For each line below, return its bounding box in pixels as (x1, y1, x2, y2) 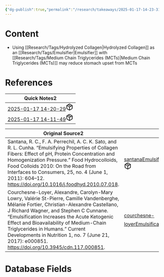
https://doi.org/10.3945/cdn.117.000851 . (7, 244, 105, 251)
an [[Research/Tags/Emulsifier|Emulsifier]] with (12, 49, 107, 55)
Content (5, 28, 39, 39)
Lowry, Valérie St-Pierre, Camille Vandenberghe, (7, 195, 120, 202)
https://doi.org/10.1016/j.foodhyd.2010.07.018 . (7, 181, 120, 188)
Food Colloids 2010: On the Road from (7, 162, 96, 169)
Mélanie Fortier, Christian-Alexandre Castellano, (7, 201, 119, 208)
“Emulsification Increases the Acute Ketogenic (7, 213, 114, 220)
